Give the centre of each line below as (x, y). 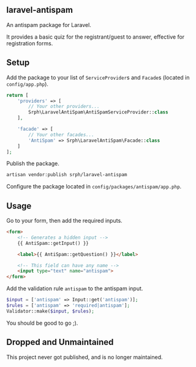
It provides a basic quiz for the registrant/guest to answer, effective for (96, 37)
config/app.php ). (28, 84)
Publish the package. (33, 164)
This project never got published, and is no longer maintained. (85, 357)
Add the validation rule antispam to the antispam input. (75, 288)
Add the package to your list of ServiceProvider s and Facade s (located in (98, 77)
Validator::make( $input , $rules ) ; (51, 311)
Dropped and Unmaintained (60, 342)
